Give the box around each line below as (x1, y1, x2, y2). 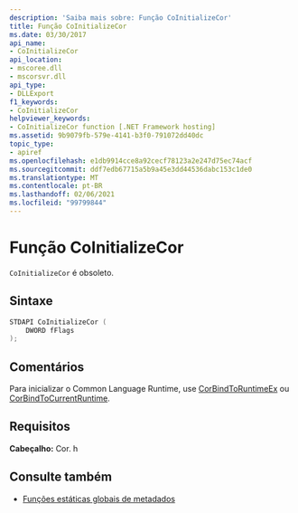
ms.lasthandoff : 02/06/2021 (9, 190, 116, 199)
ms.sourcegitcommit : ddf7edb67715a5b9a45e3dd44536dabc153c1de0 (9, 165, 253, 174)
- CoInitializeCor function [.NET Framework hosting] (9, 123, 217, 132)
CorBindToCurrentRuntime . (9, 393, 110, 404)
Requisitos (9, 419, 70, 434)
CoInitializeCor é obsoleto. (9, 267, 115, 278)
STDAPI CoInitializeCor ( (9, 318, 107, 327)
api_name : (9, 38, 47, 48)
